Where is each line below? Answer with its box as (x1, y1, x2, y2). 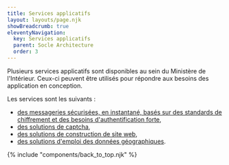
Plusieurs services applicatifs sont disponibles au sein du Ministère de (7, 66, 206, 75)
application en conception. (7, 81, 83, 90)
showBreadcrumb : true (7, 23, 69, 29)
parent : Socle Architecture (13, 42, 94, 49)
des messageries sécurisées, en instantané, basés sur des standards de (17, 107, 222, 116)
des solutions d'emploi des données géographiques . (17, 137, 166, 145)
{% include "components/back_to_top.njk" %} (7, 150, 138, 158)
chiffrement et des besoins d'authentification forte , (17, 115, 162, 123)
